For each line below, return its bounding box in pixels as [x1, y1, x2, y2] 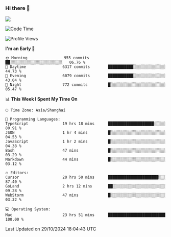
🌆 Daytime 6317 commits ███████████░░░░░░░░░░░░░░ [5, 64, 166, 69]
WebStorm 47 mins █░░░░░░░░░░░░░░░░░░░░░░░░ [5, 193, 166, 198]
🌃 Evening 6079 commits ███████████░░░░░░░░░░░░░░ [5, 74, 166, 79]
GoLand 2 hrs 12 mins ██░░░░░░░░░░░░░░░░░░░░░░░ [5, 184, 166, 189]
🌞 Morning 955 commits [5, 56, 89, 61]
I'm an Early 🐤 [5, 45, 35, 52]
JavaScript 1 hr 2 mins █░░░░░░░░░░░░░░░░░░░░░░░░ [5, 139, 166, 145]
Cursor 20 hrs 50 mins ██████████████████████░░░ [5, 175, 166, 180]
